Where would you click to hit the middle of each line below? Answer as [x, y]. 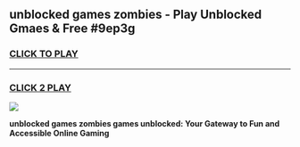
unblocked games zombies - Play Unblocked [136, 15]
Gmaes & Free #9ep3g [72, 29]
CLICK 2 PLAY [40, 87]
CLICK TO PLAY [44, 54]
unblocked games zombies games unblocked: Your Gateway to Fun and [145, 123]
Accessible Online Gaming [59, 133]
